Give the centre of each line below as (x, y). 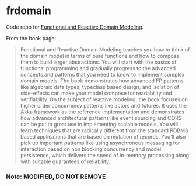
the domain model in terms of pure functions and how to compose (100, 56)
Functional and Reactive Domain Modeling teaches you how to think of (105, 49)
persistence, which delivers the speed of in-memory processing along (105, 155)
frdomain (29, 11)
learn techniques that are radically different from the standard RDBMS (104, 130)
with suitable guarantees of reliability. (65, 161)
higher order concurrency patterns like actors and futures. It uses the (104, 105)
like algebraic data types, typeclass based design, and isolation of (100, 87)
